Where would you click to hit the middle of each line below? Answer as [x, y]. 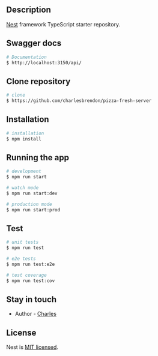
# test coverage [26, 275]
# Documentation [26, 57]
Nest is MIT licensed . [32, 347]
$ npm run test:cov [31, 281]
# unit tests [23, 243]
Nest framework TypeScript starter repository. [63, 24]
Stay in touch [32, 300]
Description [29, 10]
